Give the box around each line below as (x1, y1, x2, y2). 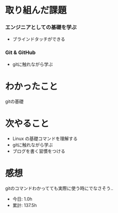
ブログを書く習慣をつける (12, 148, 65, 154)
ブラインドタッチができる (12, 36, 65, 42)
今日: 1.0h (12, 196, 32, 202)
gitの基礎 (5, 98, 24, 104)
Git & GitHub (5, 49, 36, 56)
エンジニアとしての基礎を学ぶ (5, 24, 77, 31)
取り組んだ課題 (5, 5, 67, 16)
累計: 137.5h (12, 202, 37, 208)
